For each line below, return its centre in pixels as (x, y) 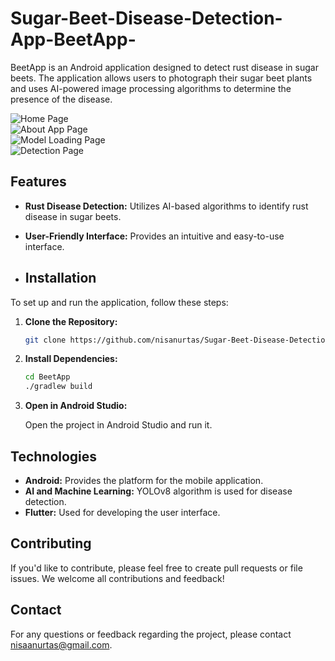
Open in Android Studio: (76, 406)
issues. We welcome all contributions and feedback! (117, 578)
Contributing (51, 543)
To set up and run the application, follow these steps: (119, 302)
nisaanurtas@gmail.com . (61, 644)
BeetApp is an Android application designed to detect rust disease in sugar (164, 67)
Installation (60, 278)
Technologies (54, 456)
